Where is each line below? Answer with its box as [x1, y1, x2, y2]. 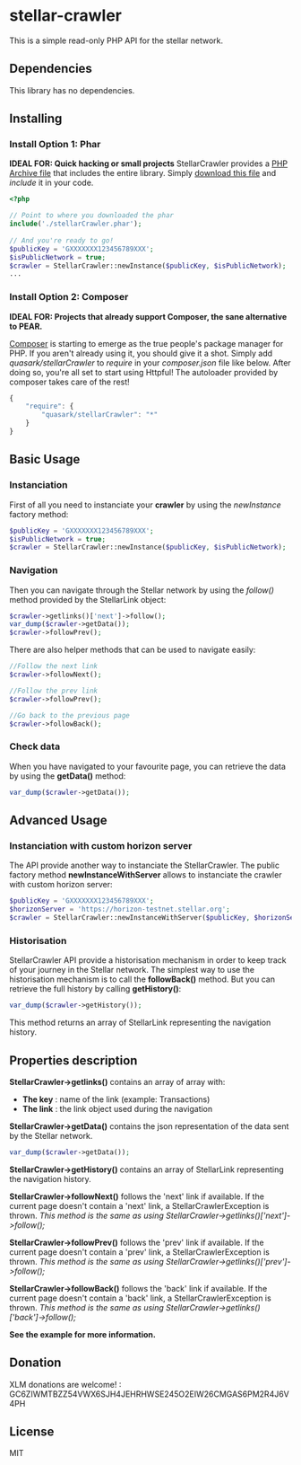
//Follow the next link [9, 662, 99, 671]
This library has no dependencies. [9, 84, 135, 95]
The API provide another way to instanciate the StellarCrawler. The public [9, 860, 280, 871]
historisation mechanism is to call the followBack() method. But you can [9, 974, 276, 984]
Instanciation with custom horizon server [9, 839, 193, 852]
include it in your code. [9, 177, 94, 189]
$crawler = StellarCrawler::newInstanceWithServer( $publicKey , [9, 913, 251, 922]
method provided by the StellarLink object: [9, 594, 167, 605]
